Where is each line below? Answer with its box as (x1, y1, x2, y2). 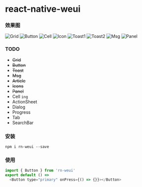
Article (12, 78, 26, 84)
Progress (12, 109, 31, 115)
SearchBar (12, 120, 34, 125)
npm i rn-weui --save (5, 144, 49, 150)
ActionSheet (12, 98, 38, 104)
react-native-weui (5, 3, 81, 15)
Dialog (12, 104, 25, 110)
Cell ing (12, 93, 28, 99)
